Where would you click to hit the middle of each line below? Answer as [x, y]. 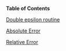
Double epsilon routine [33, 19]
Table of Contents [28, 8]
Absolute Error [23, 31]
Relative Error [22, 42]
